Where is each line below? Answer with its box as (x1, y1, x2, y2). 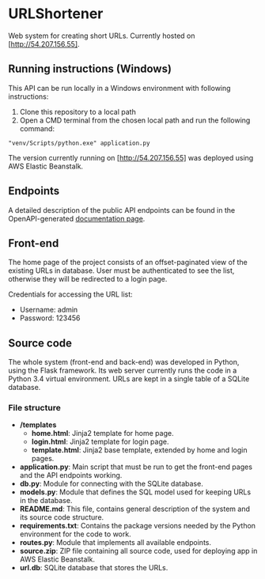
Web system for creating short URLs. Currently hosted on (8, 31, 195, 40)
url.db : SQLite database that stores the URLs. (19, 563, 168, 573)
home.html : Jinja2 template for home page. (31, 429, 174, 438)
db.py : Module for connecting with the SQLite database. (19, 479, 203, 489)
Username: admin (19, 305, 78, 315)
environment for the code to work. (19, 529, 132, 539)
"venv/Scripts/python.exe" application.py (8, 139, 150, 147)
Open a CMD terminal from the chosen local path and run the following (19, 115, 251, 125)
